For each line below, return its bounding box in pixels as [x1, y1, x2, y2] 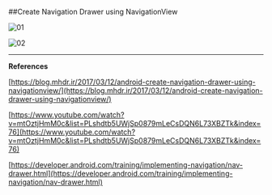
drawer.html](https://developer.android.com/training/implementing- [8, 169, 233, 178]
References [8, 61, 49, 71]
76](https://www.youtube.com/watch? [8, 127, 136, 137]
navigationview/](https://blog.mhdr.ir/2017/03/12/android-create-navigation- [8, 86, 263, 95]
